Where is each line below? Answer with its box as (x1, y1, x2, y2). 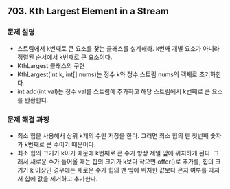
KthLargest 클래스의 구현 (16, 61, 85, 69)
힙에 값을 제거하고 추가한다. (24, 175, 98, 183)
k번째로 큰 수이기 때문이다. (24, 140, 96, 148)
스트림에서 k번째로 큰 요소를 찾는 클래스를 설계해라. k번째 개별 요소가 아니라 (16, 44, 220, 52)
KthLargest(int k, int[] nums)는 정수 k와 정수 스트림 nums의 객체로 (16, 70, 198, 78)
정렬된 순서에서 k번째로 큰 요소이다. (16, 53, 113, 61)
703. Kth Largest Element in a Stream (7, 5, 170, 17)
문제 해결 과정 (7, 115, 50, 124)
